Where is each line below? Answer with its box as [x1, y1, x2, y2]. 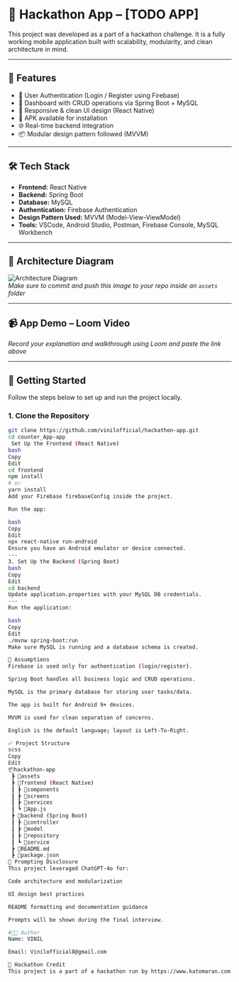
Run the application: [8, 605, 72, 612]
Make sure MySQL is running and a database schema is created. [8, 644, 199, 651]
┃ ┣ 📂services [11, 799, 53, 806]
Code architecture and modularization [8, 878, 123, 886]
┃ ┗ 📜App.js [11, 805, 47, 813]
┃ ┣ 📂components [11, 785, 60, 793]
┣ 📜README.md [11, 845, 50, 852]
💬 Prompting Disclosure [8, 859, 79, 866]
